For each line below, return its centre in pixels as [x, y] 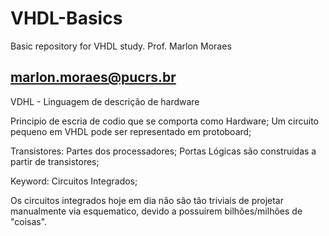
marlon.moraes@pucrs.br [93, 77]
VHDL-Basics [66, 18]
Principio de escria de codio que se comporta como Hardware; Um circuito [164, 121]
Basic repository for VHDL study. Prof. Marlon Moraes [121, 46]
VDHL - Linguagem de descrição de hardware [105, 101]
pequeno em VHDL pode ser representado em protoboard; [131, 131]
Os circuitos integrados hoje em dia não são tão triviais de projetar [147, 200]
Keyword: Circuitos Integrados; [74, 181]
